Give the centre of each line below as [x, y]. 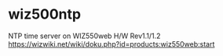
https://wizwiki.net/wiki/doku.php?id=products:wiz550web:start [111, 44]
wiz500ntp [44, 14]
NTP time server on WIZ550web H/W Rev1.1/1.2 [84, 36]
